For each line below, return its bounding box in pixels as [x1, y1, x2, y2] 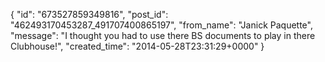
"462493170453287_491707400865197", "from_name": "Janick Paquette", [10, 19, 313, 31]
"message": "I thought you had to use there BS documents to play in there [10, 30, 316, 41]
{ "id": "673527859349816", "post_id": [10, 9, 169, 20]
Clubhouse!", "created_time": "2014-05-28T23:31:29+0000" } [10, 40, 265, 52]
